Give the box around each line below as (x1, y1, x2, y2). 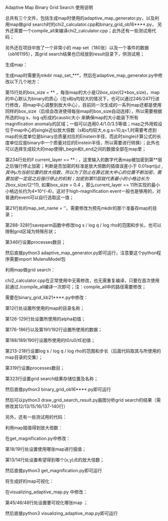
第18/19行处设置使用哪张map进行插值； (5, 446, 87, 452)
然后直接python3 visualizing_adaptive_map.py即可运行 (5, 510, 118, 516)
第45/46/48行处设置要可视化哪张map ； (5, 500, 88, 505)
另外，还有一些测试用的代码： (5, 414, 67, 420)
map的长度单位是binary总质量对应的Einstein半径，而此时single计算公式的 (5, 133, 157, 139)
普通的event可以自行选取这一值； (5, 194, 74, 200)
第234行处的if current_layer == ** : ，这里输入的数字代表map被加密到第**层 (5, 157, 162, 163)
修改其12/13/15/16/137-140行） (5, 403, 68, 409)
